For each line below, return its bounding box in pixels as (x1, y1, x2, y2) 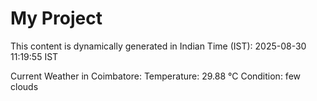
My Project (10, 7, 103, 30)
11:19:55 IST (10, 50, 59, 62)
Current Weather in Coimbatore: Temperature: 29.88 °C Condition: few (10, 70, 302, 82)
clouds (10, 80, 39, 92)
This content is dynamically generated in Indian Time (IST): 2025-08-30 (10, 40, 307, 52)
